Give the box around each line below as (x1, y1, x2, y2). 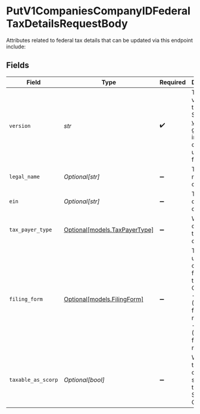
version (9, 122, 31, 129)
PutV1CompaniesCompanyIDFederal (6, 4, 190, 18)
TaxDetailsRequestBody (6, 17, 128, 30)
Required (160, 78, 186, 86)
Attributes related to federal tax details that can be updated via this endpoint (6, 36, 193, 44)
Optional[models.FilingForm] (63, 295, 144, 303)
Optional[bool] (63, 375, 105, 384)
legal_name (9, 173, 40, 180)
